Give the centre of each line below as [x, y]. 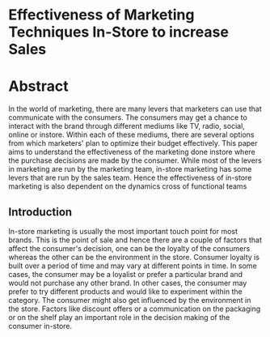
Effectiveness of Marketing [101, 15]
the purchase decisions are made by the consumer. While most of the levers [135, 160]
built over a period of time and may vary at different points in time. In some [133, 266]
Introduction [40, 212]
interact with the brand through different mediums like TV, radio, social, [127, 126]
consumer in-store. [40, 326]
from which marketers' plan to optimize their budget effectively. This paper [133, 143]
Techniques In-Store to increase [118, 32]
